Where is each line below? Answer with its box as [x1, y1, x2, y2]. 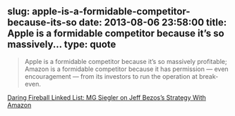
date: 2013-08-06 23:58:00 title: [78, 17, 227, 29]
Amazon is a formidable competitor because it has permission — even [24, 65, 229, 73]
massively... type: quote [7, 39, 116, 51]
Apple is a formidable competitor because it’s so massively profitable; [24, 57, 227, 65]
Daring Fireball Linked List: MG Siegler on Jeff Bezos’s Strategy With [7, 93, 207, 101]
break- [198, 72, 219, 80]
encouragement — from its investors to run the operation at [24, 72, 198, 80]
